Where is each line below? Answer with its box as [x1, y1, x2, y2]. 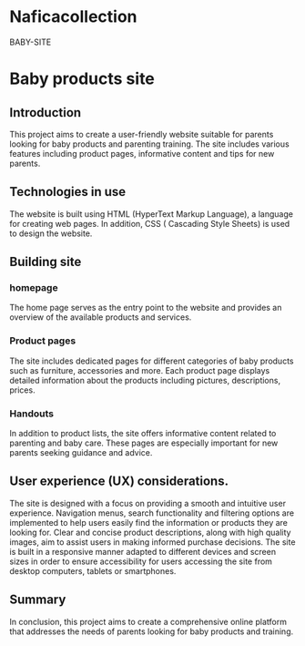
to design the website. [9, 228, 93, 239]
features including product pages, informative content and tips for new [9, 148, 275, 159]
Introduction [9, 105, 82, 120]
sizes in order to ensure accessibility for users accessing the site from [9, 556, 273, 567]
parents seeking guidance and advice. [9, 447, 153, 458]
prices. [9, 385, 36, 395]
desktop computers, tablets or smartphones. [9, 565, 177, 576]
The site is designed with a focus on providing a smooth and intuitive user [9, 497, 287, 508]
